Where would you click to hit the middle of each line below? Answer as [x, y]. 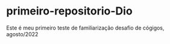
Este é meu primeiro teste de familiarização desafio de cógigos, [85, 28]
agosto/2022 [22, 34]
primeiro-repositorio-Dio [69, 11]
